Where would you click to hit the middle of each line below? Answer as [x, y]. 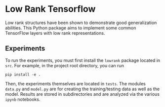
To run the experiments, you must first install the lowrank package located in [83, 60]
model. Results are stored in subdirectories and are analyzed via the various [82, 94]
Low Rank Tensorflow [50, 9]
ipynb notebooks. [23, 99]
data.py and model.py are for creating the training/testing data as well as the [82, 89]
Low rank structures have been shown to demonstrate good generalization [81, 23]
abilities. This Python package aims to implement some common [71, 27]
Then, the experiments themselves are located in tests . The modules [75, 83]
